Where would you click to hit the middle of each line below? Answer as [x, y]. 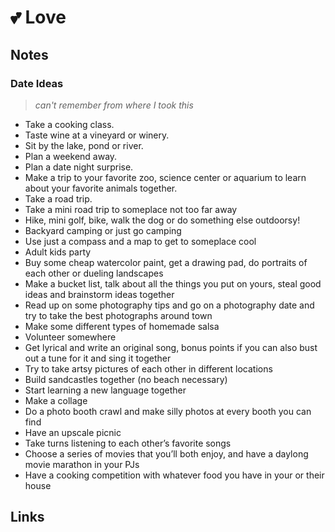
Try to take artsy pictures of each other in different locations [148, 368]
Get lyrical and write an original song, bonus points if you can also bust [171, 347]
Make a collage [56, 400]
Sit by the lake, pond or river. [84, 145]
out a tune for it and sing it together [98, 358]
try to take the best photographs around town [118, 315]
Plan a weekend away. [71, 156]
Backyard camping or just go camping [103, 230]
